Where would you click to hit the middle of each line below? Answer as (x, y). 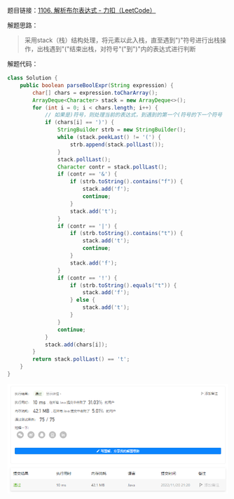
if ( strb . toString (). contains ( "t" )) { (126, 234)
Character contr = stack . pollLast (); (112, 167)
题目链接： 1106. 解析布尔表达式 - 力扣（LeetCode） (82, 10)
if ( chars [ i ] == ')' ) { (79, 122)
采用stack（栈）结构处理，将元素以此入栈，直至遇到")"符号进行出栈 (122, 40)
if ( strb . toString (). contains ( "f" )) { (126, 182)
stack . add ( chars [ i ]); (76, 345)
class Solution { (33, 78)
